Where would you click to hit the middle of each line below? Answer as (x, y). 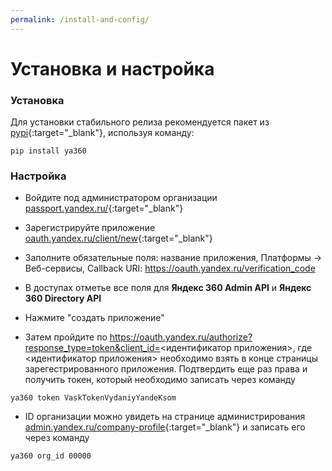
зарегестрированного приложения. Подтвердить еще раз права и (166, 369)
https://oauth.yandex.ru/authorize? (181, 337)
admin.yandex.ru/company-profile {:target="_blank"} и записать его (165, 427)
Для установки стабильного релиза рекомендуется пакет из (140, 122)
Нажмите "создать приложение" (94, 318)
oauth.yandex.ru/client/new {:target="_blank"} (118, 238)
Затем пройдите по (66, 337)
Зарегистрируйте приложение (90, 228)
